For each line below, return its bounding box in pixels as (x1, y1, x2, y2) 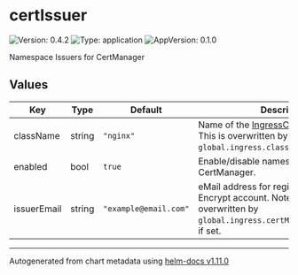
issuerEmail (13, 202, 62, 215)
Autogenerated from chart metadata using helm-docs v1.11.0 (9, 256, 229, 266)
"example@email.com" (103, 203, 190, 213)
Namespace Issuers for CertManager (9, 51, 145, 62)
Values (9, 77, 49, 93)
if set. (198, 225, 222, 237)
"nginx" (103, 130, 136, 141)
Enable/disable (198, 155, 260, 167)
